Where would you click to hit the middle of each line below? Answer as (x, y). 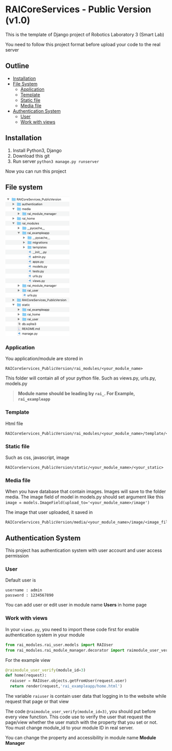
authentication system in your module (45, 635)
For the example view (28, 660)
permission (17, 556)
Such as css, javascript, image (37, 457)
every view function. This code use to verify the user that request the (78, 717)
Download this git (31, 156)
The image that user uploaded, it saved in (49, 512)
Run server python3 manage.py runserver (56, 161)
